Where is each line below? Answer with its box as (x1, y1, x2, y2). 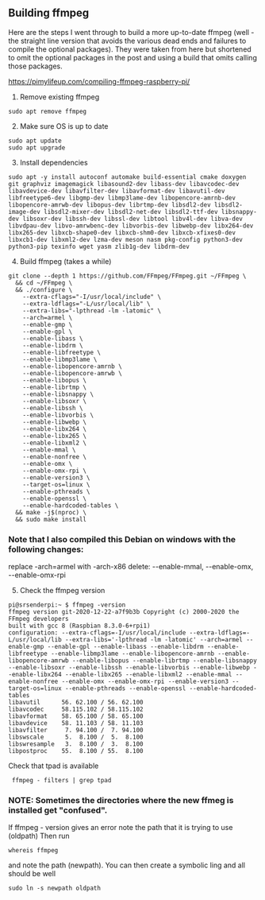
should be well (8, 869, 56, 879)
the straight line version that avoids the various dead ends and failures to (8, 36, 247, 45)
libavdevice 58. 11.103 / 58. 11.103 (8, 720, 144, 727)
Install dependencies (19, 157, 89, 167)
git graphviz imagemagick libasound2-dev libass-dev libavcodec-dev (8, 180, 240, 188)
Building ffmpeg (8, 6, 90, 20)
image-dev (8, 208, 41, 215)
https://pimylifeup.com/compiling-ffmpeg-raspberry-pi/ (8, 76, 190, 86)
